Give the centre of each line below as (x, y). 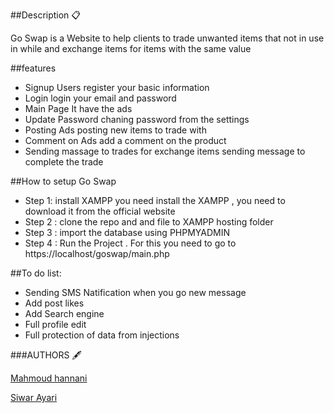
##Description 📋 (46, 15)
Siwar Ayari (34, 397)
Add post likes (54, 303)
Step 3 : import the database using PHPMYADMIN (127, 232)
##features (33, 68)
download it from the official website (100, 211)
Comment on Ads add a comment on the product (125, 140)
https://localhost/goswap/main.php (97, 253)
